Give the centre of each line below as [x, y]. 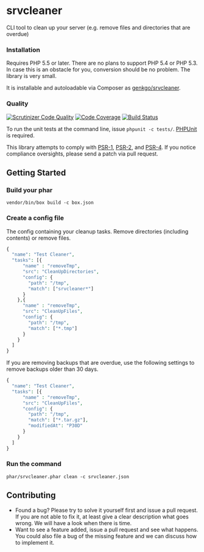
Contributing [31, 496]
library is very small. [31, 76]
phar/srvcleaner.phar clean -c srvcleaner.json [68, 476]
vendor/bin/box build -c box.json [50, 203]
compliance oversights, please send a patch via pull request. [82, 154]
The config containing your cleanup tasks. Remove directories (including [97, 231]
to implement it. [35, 542]
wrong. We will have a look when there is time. [73, 523]
